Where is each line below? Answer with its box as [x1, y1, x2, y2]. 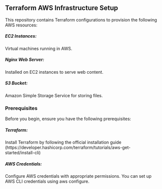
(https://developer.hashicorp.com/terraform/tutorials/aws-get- [5, 144, 131, 150]
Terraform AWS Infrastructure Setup [5, 4, 119, 12]
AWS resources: [5, 22, 38, 28]
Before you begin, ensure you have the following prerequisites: [5, 116, 131, 122]
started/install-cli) [5, 149, 41, 155]
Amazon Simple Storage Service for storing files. [5, 92, 103, 98]
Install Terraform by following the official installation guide [5, 139, 121, 145]
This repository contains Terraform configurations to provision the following [5, 17, 157, 22]
